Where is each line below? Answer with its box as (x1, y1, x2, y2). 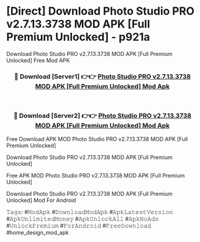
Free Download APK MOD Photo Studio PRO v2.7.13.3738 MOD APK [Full (6, 135, 188, 142)
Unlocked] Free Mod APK (6, 57, 70, 64)
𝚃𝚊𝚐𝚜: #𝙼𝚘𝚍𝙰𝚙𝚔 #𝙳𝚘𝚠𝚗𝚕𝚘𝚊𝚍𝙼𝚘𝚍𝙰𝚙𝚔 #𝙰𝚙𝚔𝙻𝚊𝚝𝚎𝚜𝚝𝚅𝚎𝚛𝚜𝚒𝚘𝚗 (6, 208, 174, 215)
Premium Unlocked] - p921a (6, 30, 151, 44)
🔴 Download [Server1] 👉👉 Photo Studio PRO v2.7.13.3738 (14, 72, 191, 80)
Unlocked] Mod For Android (6, 196, 76, 204)
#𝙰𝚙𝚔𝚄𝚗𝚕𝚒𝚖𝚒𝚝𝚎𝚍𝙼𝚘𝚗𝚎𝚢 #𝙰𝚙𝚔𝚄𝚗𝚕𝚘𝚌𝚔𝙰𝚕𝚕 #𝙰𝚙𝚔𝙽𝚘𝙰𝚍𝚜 (6, 215, 159, 223)
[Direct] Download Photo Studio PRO (6, 4, 195, 18)
